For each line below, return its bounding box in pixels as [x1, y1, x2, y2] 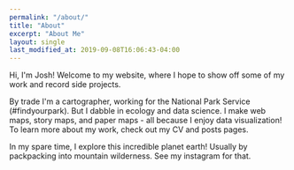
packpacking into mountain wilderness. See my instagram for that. [9, 151, 251, 161]
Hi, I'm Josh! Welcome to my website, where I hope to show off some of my [9, 70, 285, 80]
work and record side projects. [9, 79, 121, 90]
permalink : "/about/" [9, 12, 89, 22]
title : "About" [9, 21, 66, 30]
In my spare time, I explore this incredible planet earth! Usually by [9, 142, 248, 152]
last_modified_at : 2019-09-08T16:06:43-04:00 [9, 46, 180, 55]
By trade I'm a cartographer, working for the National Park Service [9, 96, 251, 107]
